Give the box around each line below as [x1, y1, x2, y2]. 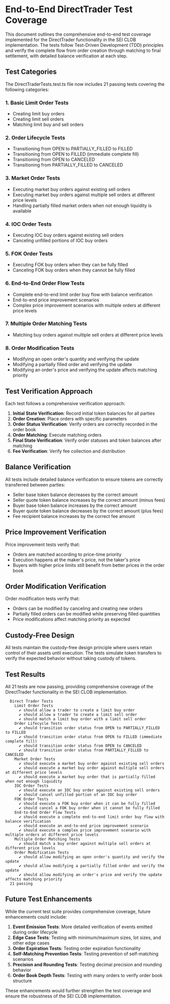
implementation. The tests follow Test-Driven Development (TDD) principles [5, 42, 164, 48]
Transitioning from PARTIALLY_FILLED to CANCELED [12, 162, 123, 168]
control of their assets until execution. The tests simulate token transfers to [5, 650, 162, 656]
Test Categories [5, 68, 57, 76]
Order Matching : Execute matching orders [12, 432, 102, 438]
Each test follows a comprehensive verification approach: [5, 400, 125, 406]
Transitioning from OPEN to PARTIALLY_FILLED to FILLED [12, 146, 133, 152]
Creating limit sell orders [12, 116, 64, 123]
